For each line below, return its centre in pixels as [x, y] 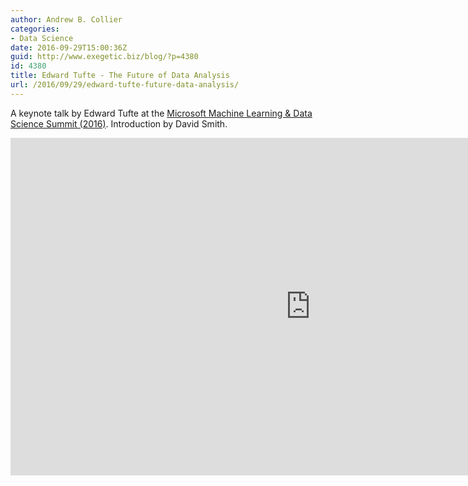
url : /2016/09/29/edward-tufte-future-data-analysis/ [125, 85]
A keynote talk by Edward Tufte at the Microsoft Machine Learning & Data [161, 113]
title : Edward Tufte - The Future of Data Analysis [120, 76]
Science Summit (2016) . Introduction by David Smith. [119, 123]
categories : [35, 29]
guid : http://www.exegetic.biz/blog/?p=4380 [104, 57]
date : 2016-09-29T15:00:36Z [69, 47]
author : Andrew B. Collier [66, 19]
